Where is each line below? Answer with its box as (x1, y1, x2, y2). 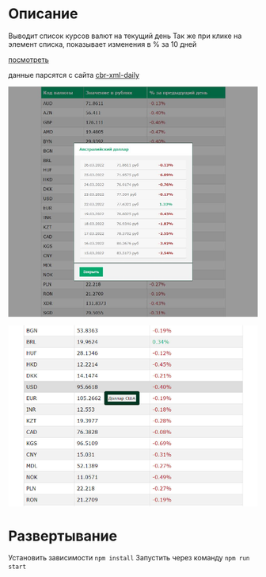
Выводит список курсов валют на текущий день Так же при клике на (8, 31, 242, 40)
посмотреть (8, 55, 49, 64)
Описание (8, 5, 78, 23)
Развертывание (8, 527, 117, 544)
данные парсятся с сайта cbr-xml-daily (8, 70, 140, 79)
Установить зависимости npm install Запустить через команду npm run (8, 553, 250, 563)
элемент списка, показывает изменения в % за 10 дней (8, 39, 197, 48)
